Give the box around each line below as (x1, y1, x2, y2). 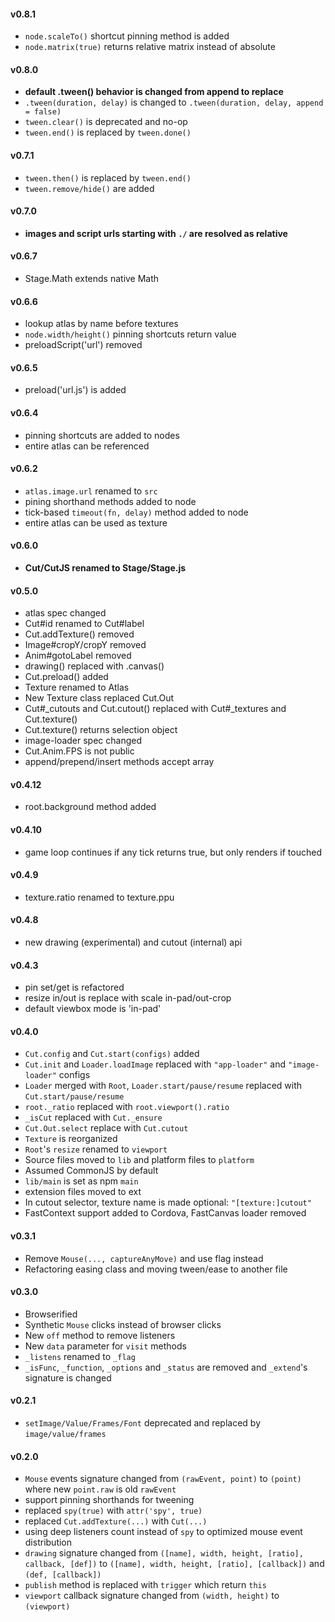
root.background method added (24, 801, 157, 813)
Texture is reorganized (24, 1133, 118, 1145)
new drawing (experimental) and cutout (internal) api (24, 936, 243, 949)
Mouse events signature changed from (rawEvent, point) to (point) (24, 1473, 302, 1485)
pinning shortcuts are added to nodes (24, 429, 180, 441)
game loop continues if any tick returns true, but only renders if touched (24, 846, 322, 858)
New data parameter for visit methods (24, 1340, 187, 1352)
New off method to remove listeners (24, 1329, 176, 1341)
